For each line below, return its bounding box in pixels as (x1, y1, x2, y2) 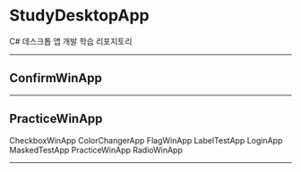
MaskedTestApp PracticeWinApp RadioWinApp (9, 144, 184, 155)
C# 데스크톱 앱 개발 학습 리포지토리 (9, 36, 133, 46)
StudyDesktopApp (9, 5, 150, 26)
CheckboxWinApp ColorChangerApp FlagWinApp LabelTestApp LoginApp (9, 135, 283, 145)
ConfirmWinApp (9, 70, 103, 86)
